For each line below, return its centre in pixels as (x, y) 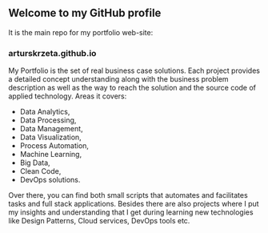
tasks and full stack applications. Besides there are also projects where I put (134, 204)
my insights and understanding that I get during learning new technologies (131, 212)
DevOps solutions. (50, 180)
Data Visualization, (50, 137)
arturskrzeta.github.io (52, 53)
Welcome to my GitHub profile (85, 13)
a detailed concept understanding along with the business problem (119, 79)
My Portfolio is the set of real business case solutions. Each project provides (134, 70)
